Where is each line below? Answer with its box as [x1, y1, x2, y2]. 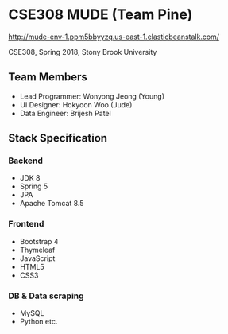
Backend [8, 155, 44, 166]
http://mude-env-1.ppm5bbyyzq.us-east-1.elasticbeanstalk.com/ [8, 32, 220, 41]
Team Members [8, 70, 87, 84]
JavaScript [19, 253, 56, 263]
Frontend [8, 219, 44, 230]
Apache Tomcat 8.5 [19, 199, 85, 208]
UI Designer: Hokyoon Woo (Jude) [19, 99, 133, 109]
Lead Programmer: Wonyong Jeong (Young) [19, 91, 165, 101]
